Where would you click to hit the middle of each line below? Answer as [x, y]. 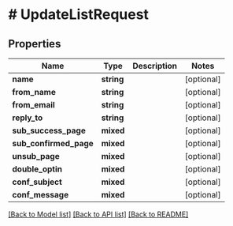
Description [155, 66]
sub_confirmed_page [53, 143]
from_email [33, 105]
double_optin [37, 169]
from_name [34, 92]
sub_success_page [49, 130]
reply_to [28, 118]
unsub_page [36, 156]
